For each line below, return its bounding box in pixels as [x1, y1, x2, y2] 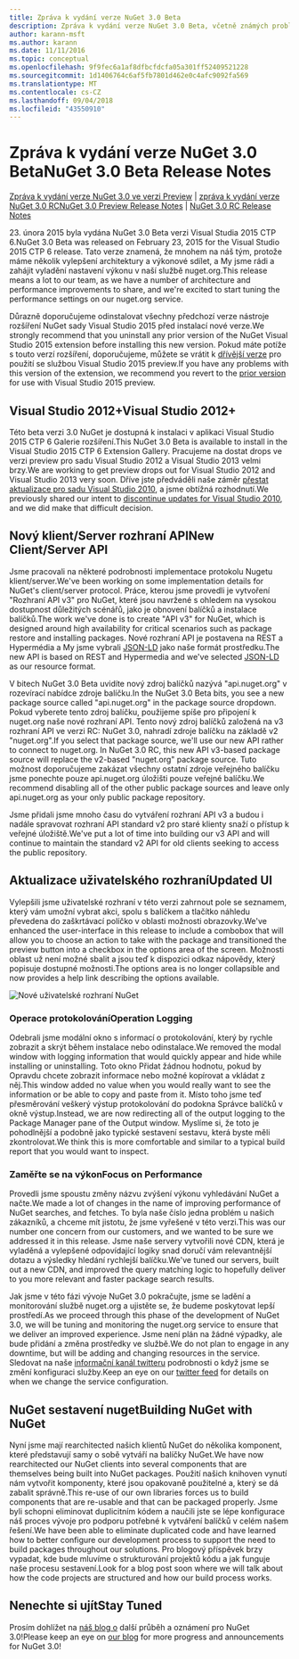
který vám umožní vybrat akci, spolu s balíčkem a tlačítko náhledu [9, 906, 251, 917]
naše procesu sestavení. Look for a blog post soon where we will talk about [9, 1563, 283, 1574]
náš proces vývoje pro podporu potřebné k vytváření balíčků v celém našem [9, 1515, 289, 1526]
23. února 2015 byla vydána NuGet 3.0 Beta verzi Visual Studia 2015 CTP [9, 227, 277, 238]
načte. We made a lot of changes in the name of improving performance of [9, 1198, 281, 1209]
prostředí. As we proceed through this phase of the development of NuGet [9, 1310, 280, 1321]
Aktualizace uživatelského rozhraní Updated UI [9, 873, 273, 888]
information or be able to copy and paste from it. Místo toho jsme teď [9, 1089, 263, 1100]
